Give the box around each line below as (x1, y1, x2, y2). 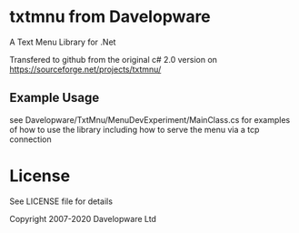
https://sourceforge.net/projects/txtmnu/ (9, 64, 162, 75)
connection (9, 134, 52, 145)
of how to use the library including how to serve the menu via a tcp (9, 124, 260, 135)
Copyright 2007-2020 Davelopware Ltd (9, 213, 157, 224)
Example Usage (9, 90, 100, 106)
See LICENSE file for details (9, 196, 114, 207)
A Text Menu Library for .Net (9, 36, 116, 47)
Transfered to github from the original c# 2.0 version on (9, 54, 218, 65)
